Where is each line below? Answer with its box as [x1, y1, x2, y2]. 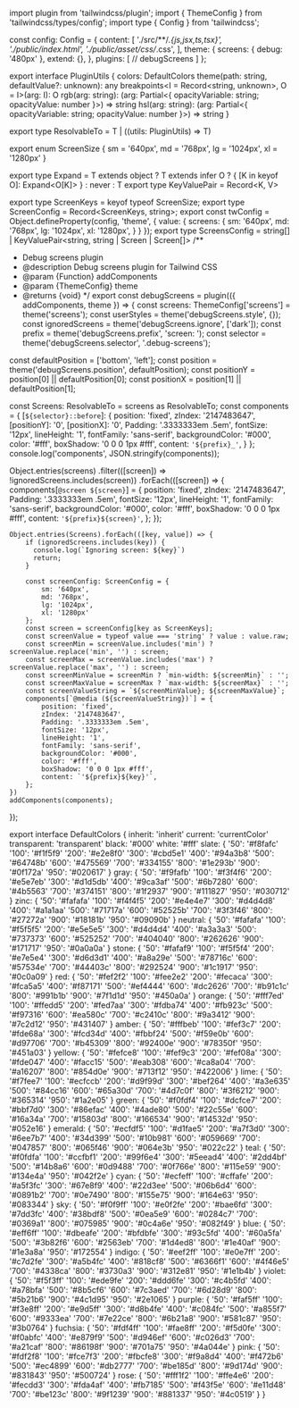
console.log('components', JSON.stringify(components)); [9, 448, 220, 458]
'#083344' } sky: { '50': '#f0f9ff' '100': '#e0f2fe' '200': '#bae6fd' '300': [9, 1199, 272, 1210]
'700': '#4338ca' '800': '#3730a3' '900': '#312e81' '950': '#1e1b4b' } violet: [9, 1266, 287, 1276]
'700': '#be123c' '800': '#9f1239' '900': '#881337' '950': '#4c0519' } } [9, 1389, 266, 1399]
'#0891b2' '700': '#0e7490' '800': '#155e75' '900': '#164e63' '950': [9, 1190, 259, 1200]
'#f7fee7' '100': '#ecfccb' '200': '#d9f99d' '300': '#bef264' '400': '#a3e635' [9, 1076, 291, 1086]
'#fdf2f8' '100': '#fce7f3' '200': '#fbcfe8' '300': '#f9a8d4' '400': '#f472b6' [9, 1351, 284, 1362]
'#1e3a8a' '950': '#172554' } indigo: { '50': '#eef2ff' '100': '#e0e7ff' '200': [9, 1246, 280, 1257]
